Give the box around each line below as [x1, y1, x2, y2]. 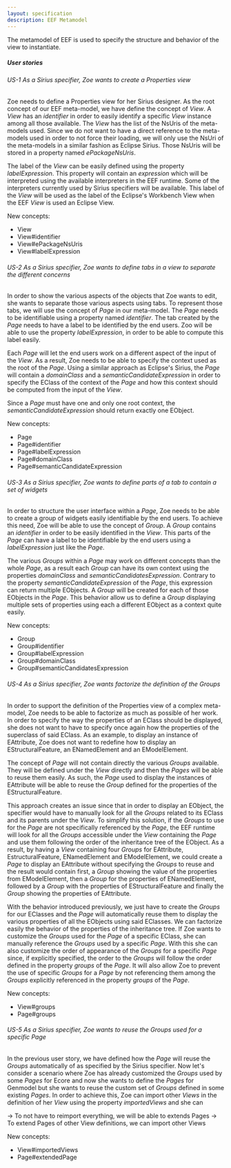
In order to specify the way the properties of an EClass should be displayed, [7, 716, 223, 724]
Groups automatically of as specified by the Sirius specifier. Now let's [7, 1061, 205, 1069]
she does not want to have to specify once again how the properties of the [7, 723, 219, 732]
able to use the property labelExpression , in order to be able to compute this [7, 328, 224, 336]
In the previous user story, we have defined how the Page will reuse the [7, 1054, 211, 1063]
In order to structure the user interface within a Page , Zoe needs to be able [7, 507, 220, 515]
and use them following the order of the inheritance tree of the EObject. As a [7, 838, 224, 846]
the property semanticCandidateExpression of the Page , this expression [7, 578, 212, 587]
